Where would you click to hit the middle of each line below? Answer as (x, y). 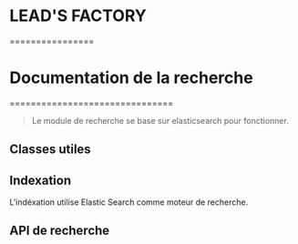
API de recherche (60, 231)
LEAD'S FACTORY (78, 16)
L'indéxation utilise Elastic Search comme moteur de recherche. (129, 202)
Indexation (40, 180)
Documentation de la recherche (131, 78)
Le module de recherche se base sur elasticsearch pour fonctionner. (160, 120)
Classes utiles (50, 150)
